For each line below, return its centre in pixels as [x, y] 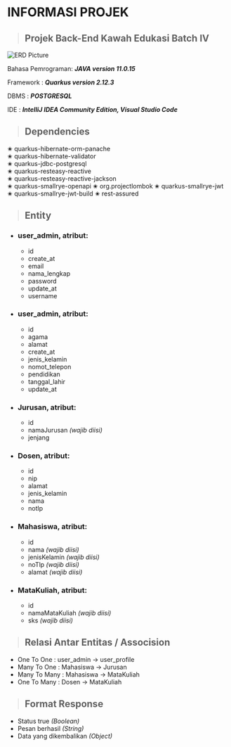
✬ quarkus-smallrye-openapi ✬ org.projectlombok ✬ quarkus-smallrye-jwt [115, 186]
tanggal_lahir [46, 381]
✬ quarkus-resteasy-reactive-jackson [62, 178]
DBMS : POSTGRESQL [40, 96]
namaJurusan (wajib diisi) [65, 430]
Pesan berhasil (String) [51, 728]
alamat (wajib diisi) [55, 572]
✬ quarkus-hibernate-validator [52, 156]
